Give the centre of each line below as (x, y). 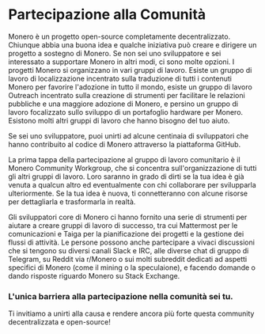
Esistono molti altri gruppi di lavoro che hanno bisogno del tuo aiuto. (119, 120)
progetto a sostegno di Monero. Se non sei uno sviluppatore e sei (115, 53)
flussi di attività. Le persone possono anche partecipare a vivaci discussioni (132, 242)
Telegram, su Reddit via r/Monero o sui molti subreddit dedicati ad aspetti (128, 259)
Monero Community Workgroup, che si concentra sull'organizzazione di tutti (132, 168)
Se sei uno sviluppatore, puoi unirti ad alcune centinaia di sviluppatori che (129, 135)
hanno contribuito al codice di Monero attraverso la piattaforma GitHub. (125, 144)
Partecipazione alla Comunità (107, 15)
